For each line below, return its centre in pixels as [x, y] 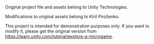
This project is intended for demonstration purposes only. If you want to [77, 26]
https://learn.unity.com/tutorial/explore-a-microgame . [59, 36]
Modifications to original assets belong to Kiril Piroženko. [62, 16]
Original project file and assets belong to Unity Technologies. [66, 7]
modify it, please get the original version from [51, 31]
